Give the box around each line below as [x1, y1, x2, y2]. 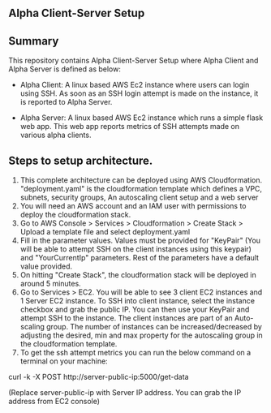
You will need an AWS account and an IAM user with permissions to [19, 201, 247, 211]
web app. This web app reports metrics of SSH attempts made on [19, 122, 239, 131]
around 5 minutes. [19, 279, 81, 289]
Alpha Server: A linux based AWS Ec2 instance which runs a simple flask [19, 113, 264, 123]
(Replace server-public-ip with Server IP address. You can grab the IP [8, 388, 242, 398]
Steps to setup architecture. [8, 153, 153, 167]
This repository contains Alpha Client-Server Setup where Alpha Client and [8, 56, 259, 66]
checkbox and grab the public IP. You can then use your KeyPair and [19, 304, 250, 315]
